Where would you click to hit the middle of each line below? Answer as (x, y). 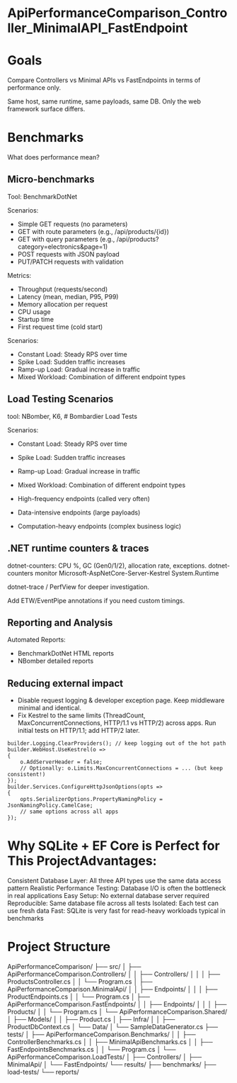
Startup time (36, 319)
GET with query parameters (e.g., (66, 239)
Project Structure (59, 947)
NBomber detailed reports (56, 661)
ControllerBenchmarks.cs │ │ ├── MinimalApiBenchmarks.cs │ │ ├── (110, 1042)
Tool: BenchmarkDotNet (42, 196)
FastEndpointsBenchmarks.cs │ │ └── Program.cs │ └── (92, 1049)
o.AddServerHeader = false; (61, 762)
